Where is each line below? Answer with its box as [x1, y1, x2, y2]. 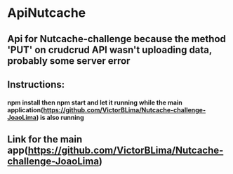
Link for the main [7, 133, 83, 145]
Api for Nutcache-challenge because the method [7, 33, 227, 45]
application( [7, 105, 44, 114]
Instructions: [7, 79, 65, 91]
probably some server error [7, 55, 131, 67]
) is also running [36, 113, 84, 121]
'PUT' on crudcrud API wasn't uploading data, [7, 43, 213, 55]
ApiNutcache [7, 5, 86, 21]
